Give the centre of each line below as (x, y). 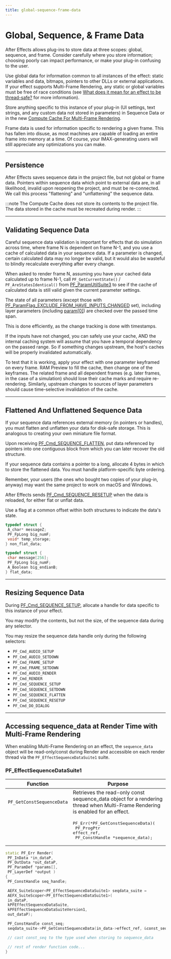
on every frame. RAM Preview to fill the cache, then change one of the (79, 368)
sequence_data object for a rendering (118, 799)
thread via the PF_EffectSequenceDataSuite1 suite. (58, 757)
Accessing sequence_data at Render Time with (81, 726)
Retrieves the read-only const (109, 792)
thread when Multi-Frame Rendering (117, 805)
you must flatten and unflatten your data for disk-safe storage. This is (78, 428)
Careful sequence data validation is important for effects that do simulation (84, 242)
